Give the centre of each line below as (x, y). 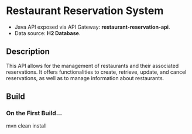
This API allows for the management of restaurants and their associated (92, 66)
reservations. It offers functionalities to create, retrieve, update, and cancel (96, 72)
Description (28, 52)
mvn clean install (26, 126)
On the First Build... (34, 114)
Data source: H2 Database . (47, 33)
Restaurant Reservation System (85, 11)
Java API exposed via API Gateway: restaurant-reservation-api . (92, 27)
